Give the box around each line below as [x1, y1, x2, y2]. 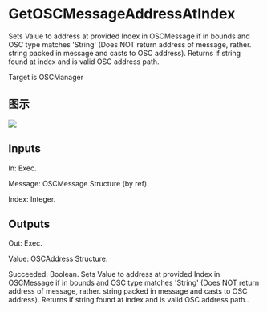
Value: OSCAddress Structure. [8, 254, 108, 264]
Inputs [8, 142, 42, 156]
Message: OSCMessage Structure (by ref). [8, 178, 150, 188]
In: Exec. [8, 163, 37, 173]
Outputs [8, 217, 51, 230]
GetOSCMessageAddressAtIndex [8, 5, 236, 23]
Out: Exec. [8, 238, 42, 248]
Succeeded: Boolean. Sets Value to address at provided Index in [8, 270, 220, 279]
